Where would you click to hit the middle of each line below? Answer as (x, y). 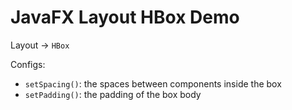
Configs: (28, 64)
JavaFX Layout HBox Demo (125, 17)
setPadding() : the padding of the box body (113, 94)
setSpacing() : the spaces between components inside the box (153, 83)
